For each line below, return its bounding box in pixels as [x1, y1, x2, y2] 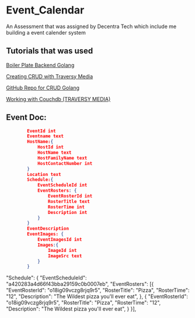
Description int [47, 209, 88, 215]
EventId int [27, 128, 57, 134]
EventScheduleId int [37, 182, 88, 188]
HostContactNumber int [37, 160, 93, 167]
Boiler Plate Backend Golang [6, 61, 75, 68]
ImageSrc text [47, 253, 82, 259]
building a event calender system [6, 29, 86, 36]
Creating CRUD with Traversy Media [6, 72, 93, 79]
